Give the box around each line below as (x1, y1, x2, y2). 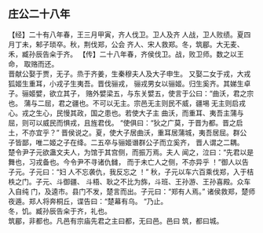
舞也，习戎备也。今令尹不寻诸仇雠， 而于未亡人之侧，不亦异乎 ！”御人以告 (8, 157, 250, 166)
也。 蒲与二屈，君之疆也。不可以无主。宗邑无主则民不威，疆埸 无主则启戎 (8, 98, 246, 107)
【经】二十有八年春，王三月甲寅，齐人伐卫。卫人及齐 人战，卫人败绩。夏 (8, 30, 244, 39)
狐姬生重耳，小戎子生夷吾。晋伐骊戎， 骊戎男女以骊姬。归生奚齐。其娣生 (8, 78, 244, 88)
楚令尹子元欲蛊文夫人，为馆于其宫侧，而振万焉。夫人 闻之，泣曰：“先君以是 (8, 147, 254, 157)
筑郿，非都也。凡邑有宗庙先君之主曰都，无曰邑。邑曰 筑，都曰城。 (8, 216, 224, 225)
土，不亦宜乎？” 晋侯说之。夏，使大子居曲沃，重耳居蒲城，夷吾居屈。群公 (8, 128, 247, 137)
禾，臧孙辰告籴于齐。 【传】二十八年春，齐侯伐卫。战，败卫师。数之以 (8, 49, 237, 59)
